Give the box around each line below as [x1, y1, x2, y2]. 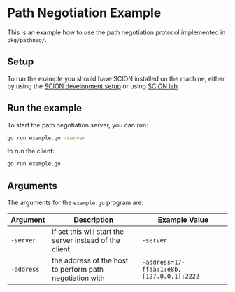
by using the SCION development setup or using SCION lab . [7, 82, 180, 90]
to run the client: [7, 147, 55, 155]
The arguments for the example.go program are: [7, 198, 144, 207]
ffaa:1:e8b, [142, 265, 182, 274]
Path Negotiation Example [7, 5, 162, 21]
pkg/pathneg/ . [7, 35, 47, 43]
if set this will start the [52, 227, 124, 237]
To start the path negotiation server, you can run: [7, 120, 148, 129]
